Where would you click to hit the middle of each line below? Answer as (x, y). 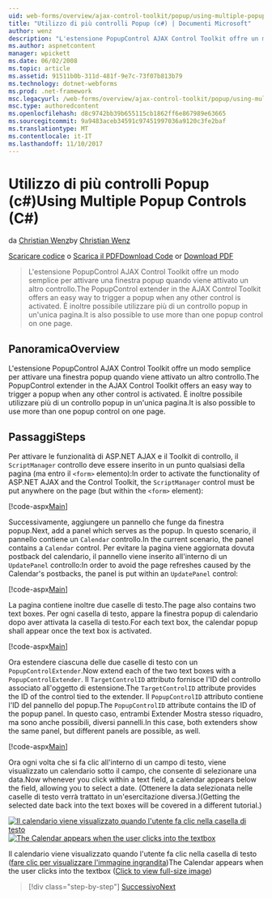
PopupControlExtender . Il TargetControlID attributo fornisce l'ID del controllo (135, 680)
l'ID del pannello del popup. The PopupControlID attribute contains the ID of (132, 706)
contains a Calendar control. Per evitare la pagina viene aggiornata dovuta (132, 548)
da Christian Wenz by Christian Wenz (70, 240)
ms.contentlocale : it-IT (50, 136)
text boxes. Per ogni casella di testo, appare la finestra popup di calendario (133, 614)
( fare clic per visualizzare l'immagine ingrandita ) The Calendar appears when (136, 863)
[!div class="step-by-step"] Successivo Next (102, 887)
